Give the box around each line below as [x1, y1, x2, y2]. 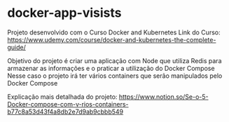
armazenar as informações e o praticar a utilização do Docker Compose [7, 64, 215, 72]
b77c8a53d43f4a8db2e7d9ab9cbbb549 [7, 107, 124, 116]
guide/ [7, 43, 27, 51]
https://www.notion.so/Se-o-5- [118, 93, 209, 101]
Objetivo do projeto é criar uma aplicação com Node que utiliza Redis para [7, 56, 222, 65]
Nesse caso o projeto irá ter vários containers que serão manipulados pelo [7, 72, 223, 80]
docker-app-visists [7, 5, 122, 21]
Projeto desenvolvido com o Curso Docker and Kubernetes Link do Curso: [7, 28, 221, 36]
